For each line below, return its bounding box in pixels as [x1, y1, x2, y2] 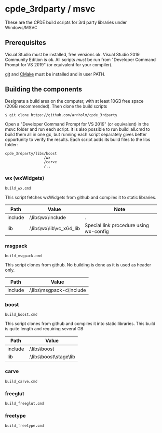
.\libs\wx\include [28, 214, 66, 221]
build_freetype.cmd [5, 423, 44, 428]
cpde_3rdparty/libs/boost [5, 151, 57, 156]
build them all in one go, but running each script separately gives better [5, 131, 147, 137]
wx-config [84, 228, 109, 234]
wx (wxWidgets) [5, 175, 44, 182]
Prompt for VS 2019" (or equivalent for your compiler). [5, 62, 113, 67]
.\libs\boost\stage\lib [28, 354, 76, 360]
